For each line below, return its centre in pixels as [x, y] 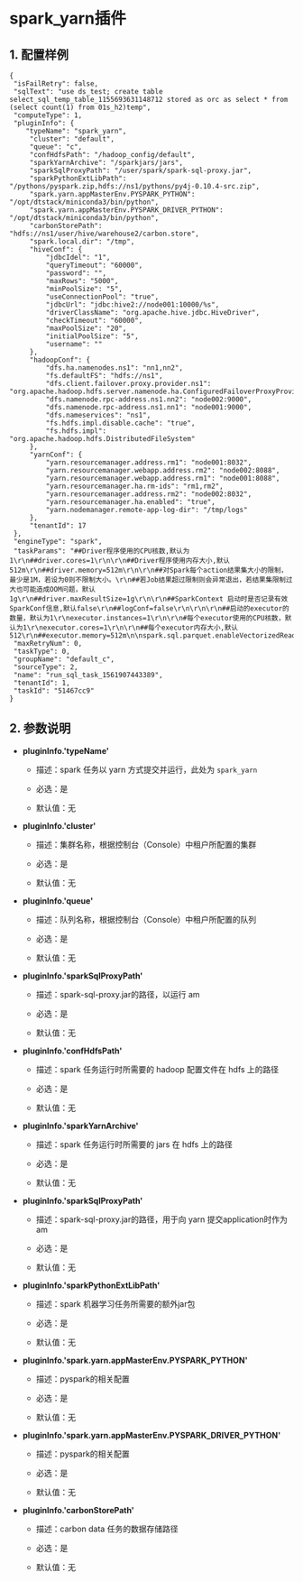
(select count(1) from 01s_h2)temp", [80, 107]
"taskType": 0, [41, 651]
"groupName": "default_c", [64, 659]
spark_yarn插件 [68, 18]
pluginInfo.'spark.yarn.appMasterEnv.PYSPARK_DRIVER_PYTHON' [151, 1435]
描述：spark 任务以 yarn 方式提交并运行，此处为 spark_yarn [147, 769]
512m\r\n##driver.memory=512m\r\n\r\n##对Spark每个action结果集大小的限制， [149, 570]
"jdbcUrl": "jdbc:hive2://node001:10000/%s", [133, 305]
